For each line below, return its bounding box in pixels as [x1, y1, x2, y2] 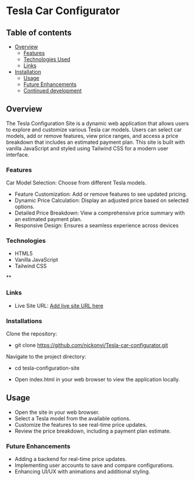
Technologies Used [23, 56, 70, 62]
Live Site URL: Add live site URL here [14, 302, 104, 309]
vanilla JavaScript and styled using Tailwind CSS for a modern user [6, 144, 169, 151]
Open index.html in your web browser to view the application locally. [14, 376, 180, 383]
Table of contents [6, 28, 72, 38]
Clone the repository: [6, 330, 58, 337]
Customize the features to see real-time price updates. [14, 421, 147, 428]
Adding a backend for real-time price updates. [14, 456, 127, 463]
